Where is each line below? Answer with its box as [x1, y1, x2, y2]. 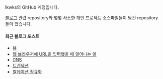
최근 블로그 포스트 [5, 33, 40, 39]
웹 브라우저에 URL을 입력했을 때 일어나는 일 [12, 51, 97, 57]
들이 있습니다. [5, 21, 32, 27]
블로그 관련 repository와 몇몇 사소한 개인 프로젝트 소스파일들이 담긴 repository [5, 15, 158, 21]
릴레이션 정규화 [12, 69, 42, 75]
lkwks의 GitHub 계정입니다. [5, 4, 59, 10]
